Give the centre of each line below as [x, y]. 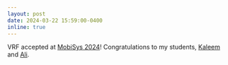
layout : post [27, 14]
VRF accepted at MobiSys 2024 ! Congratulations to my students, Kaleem [114, 47]
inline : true [27, 27]
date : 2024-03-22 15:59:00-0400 [55, 20]
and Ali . [18, 54]
